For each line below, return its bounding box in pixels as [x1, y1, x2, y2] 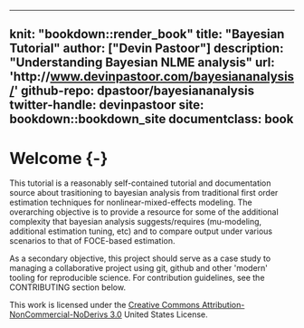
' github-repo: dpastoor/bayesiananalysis [14, 83, 255, 99]
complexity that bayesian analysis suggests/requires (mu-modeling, [9, 217, 262, 227]
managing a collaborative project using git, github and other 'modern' [9, 263, 269, 274]
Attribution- [202, 300, 245, 311]
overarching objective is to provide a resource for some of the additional [9, 207, 279, 217]
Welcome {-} [9, 148, 109, 169]
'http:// [9, 69, 51, 84]
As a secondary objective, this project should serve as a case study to [9, 253, 271, 264]
